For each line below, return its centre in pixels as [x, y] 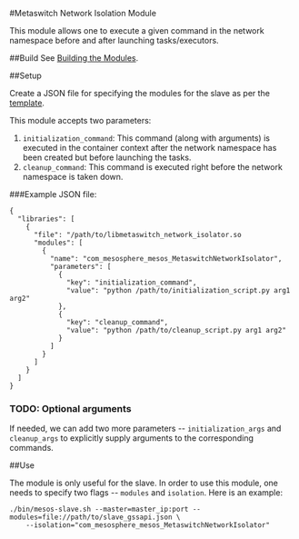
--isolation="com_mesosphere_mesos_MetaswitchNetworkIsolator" [148, 525]
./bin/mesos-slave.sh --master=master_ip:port [99, 509]
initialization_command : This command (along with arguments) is [146, 138]
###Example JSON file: [53, 194]
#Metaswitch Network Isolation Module [83, 13]
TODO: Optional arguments [70, 408]
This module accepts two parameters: [80, 120]
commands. [32, 448]
